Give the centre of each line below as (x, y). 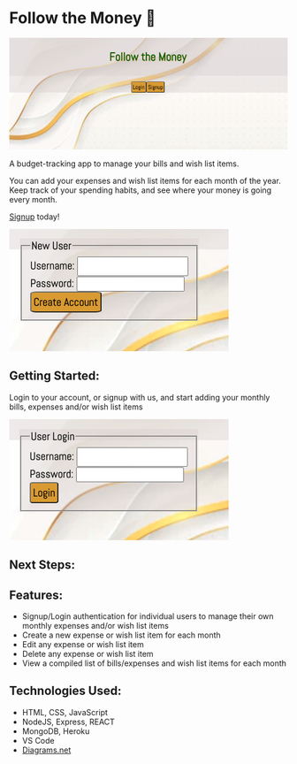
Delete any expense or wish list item (88, 654)
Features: (36, 595)
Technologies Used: (65, 691)
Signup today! (34, 217)
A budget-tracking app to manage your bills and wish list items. (124, 164)
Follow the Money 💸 (83, 18)
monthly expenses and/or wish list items (95, 626)
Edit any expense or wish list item (83, 645)
